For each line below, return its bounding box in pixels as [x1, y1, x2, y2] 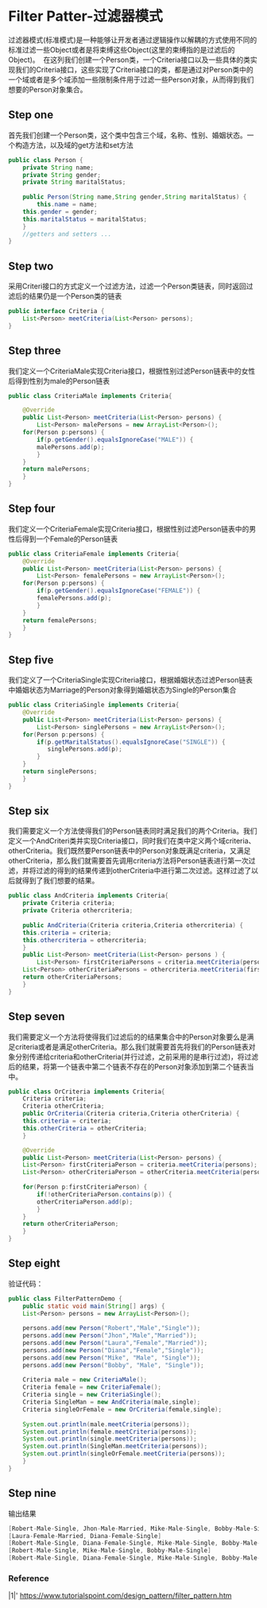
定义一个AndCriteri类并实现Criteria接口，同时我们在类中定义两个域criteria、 [8, 836, 256, 846]
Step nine [8, 1486, 57, 1500]
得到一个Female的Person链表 [21, 534, 118, 543]
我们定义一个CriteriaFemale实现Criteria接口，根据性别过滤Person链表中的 [8, 524, 250, 533]
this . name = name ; [37, 200, 98, 208]
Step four [8, 502, 56, 516]
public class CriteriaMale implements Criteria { [8, 392, 172, 400]
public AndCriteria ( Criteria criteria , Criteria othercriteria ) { [22, 921, 244, 930]
